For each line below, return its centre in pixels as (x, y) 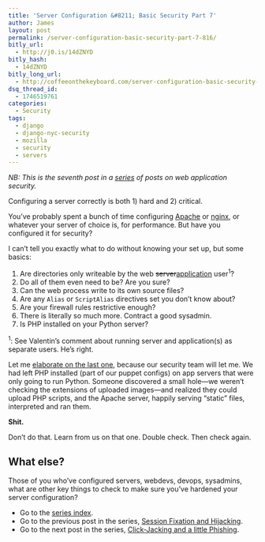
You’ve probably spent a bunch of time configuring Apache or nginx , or (124, 216)
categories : (28, 104)
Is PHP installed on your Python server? (84, 324)
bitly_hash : (28, 60)
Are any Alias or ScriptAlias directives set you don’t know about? (127, 299)
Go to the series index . (56, 513)
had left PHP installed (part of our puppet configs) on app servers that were (131, 373)
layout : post (30, 30)
